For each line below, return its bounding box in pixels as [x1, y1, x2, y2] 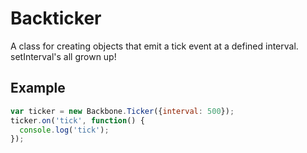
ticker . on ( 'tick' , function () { [10, 115, 145, 126]
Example [10, 80, 66, 97]
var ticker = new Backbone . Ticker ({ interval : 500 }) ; [10, 106, 235, 116]
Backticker [10, 7, 102, 30]
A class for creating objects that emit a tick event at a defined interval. [10, 40, 299, 52]
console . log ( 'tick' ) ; [19, 125, 110, 135]
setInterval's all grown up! [10, 50, 117, 62]
